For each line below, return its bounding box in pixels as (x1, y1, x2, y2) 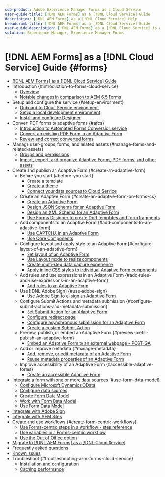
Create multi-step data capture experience (27, 261, 113, 267)
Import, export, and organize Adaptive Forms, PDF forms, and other (19, 156, 156, 163)
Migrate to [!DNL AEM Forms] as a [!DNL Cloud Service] (12, 440, 126, 445)
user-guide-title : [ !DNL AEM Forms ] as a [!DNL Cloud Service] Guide (5, 12, 151, 17)
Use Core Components (27, 235, 74, 241)
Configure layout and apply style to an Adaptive (19, 240, 116, 247)
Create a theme (27, 183, 58, 189)
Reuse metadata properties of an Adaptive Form (27, 356, 124, 362)
